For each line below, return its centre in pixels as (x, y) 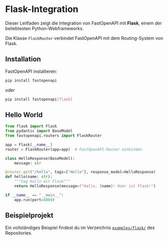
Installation (23, 59)
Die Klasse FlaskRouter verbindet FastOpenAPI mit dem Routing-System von (84, 38)
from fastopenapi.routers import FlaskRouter (53, 136)
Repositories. (19, 233)
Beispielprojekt (29, 216)
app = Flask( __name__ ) (29, 145)
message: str (28, 163)
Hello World (24, 114)
